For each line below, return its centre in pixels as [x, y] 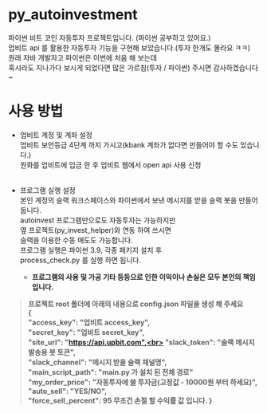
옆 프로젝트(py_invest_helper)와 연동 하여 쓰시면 [95, 230]
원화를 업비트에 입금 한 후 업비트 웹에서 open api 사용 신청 [110, 164]
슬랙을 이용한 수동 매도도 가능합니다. [76, 240]
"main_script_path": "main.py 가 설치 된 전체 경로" [110, 372]
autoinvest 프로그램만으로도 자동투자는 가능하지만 [98, 220]
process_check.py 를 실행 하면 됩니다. [80, 260]
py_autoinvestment [73, 15]
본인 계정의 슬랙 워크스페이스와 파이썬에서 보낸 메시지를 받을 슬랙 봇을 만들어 [139, 200]
